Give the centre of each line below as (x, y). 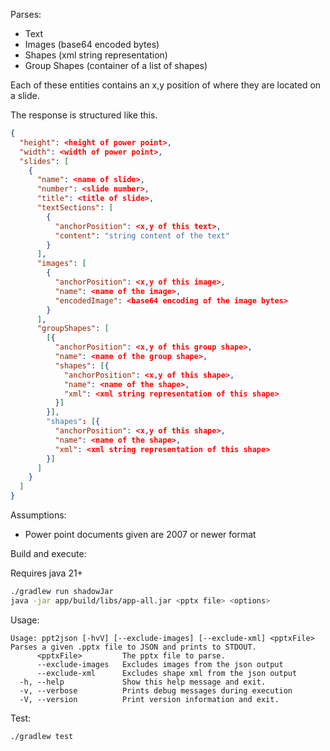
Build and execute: (48, 553)
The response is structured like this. (84, 115)
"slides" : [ (44, 161)
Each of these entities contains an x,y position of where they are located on (166, 85)
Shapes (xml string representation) (96, 55)
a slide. (25, 95)
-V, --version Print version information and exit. (149, 699)
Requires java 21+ (46, 573)
